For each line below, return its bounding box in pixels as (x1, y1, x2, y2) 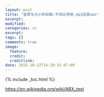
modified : (5, 21, 26, 26)
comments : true (5, 40, 37, 45)
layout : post (5, 7, 32, 12)
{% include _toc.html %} (5, 77, 55, 83)
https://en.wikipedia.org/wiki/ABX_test (5, 86, 84, 92)
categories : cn (5, 26, 37, 31)
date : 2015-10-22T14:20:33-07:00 (5, 63, 75, 68)
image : (5, 44, 19, 49)
